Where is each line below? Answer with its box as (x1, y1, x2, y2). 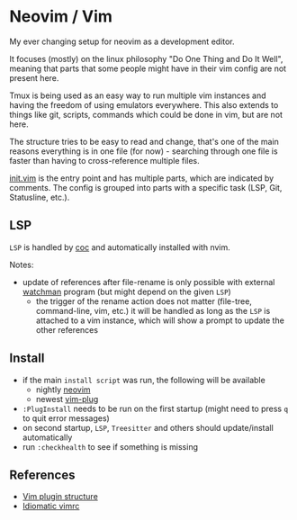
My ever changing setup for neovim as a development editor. (9, 36, 236, 47)
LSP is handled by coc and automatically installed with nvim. (9, 241, 231, 253)
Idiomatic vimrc (22, 501, 80, 512)
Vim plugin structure (22, 491, 99, 502)
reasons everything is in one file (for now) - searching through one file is (9, 146, 278, 157)
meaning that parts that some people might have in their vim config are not (9, 63, 286, 74)
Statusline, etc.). (9, 192, 70, 202)
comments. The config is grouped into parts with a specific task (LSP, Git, (9, 182, 283, 193)
